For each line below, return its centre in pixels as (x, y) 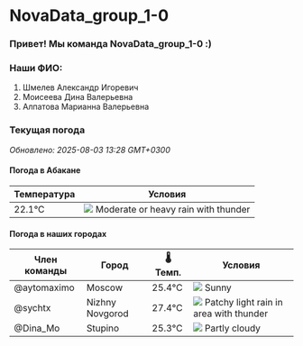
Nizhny (101, 303)
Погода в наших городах (58, 233)
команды (46, 270)
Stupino (103, 328)
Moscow (105, 287)
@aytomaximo (44, 287)
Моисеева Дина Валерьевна (78, 97)
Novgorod (107, 314)
